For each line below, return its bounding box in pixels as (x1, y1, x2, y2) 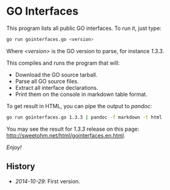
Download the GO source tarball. (15, 71, 97, 78)
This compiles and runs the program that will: (6, 59, 120, 67)
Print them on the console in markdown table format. (15, 90, 147, 98)
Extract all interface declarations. (15, 84, 99, 91)
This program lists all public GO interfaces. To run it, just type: (6, 24, 161, 32)
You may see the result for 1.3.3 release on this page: (6, 125, 140, 133)
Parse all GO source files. (15, 78, 79, 85)
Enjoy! (6, 144, 23, 151)
